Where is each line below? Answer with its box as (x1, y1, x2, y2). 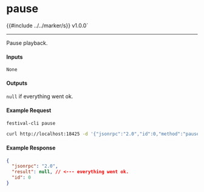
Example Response (6, 144, 56, 151)
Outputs (6, 79, 28, 87)
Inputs (6, 53, 23, 61)
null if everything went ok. (6, 93, 73, 100)
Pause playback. (6, 39, 48, 47)
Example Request (6, 107, 52, 114)
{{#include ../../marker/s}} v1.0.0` (6, 22, 89, 29)
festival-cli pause (6, 120, 56, 126)
